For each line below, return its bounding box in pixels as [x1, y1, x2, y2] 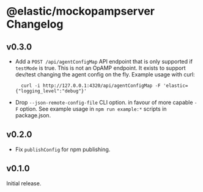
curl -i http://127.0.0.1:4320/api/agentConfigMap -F [21, 83, 161, 89]
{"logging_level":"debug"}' [15, 88, 87, 94]
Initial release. [6, 179, 42, 187]
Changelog [6, 17, 64, 31]
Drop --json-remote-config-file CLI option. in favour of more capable [15, 99, 193, 106]
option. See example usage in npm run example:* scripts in [19, 105, 167, 113]
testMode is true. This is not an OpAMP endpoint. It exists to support [15, 64, 186, 72]
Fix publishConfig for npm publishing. [15, 146, 111, 153]
